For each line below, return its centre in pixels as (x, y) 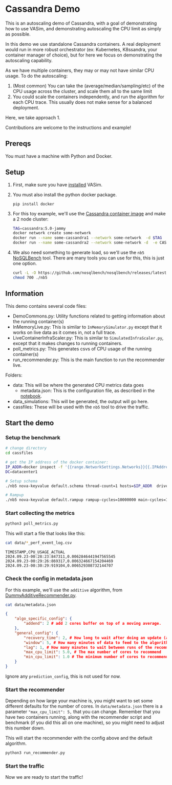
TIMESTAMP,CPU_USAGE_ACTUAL (35, 552)
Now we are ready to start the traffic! (44, 777)
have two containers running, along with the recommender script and (78, 717)
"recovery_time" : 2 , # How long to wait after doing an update (93, 638)
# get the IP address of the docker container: (57, 462)
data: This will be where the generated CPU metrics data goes (78, 385)
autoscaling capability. (29, 60)
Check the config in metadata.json (49, 578)
